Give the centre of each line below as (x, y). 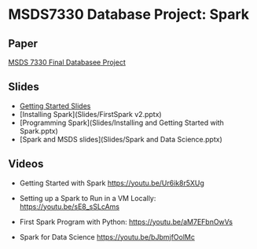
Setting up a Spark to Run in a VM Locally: (88, 198)
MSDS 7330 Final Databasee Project (67, 62)
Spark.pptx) (39, 130)
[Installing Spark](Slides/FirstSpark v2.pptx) (91, 114)
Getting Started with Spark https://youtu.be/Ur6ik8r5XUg (112, 183)
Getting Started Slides (55, 106)
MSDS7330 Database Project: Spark (129, 15)
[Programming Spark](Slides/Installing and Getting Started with (121, 123)
